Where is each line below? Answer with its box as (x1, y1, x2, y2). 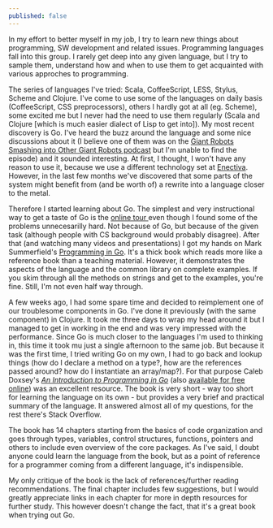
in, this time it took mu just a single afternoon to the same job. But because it (8, 340, 265, 350)
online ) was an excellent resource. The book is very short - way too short (8, 383, 253, 393)
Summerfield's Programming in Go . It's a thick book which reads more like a (8, 247, 262, 257)
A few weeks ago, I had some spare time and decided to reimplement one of (8, 297, 264, 307)
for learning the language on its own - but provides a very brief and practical (8, 392, 265, 402)
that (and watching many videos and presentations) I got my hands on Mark (8, 238, 262, 248)
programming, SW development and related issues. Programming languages (8, 42, 264, 53)
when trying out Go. (8, 509, 76, 520)
